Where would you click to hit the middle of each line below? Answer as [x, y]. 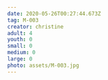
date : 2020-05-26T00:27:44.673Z [54, 14]
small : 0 [20, 46]
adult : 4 [20, 33]
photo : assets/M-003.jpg [43, 65]
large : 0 [20, 59]
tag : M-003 [23, 20]
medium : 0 [22, 53]
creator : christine [36, 26]
